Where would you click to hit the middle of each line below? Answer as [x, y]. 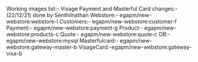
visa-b [14, 53]
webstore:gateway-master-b [42, 47]
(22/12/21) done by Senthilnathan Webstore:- [62, 15]
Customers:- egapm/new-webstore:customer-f [118, 21]
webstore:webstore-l [32, 21]
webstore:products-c [33, 34]
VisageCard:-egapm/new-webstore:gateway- [135, 47]
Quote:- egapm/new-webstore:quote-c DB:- [115, 34]
